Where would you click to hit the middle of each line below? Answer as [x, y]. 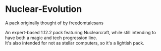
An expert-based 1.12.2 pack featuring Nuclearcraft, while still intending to [80, 32]
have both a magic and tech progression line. [51, 38]
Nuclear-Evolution [44, 9]
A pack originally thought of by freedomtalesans [54, 23]
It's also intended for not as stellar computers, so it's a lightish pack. [75, 43]
